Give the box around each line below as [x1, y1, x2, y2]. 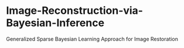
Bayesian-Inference [6, 16, 104, 29]
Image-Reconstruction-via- [6, 4, 144, 17]
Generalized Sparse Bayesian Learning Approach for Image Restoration [6, 35, 179, 42]
